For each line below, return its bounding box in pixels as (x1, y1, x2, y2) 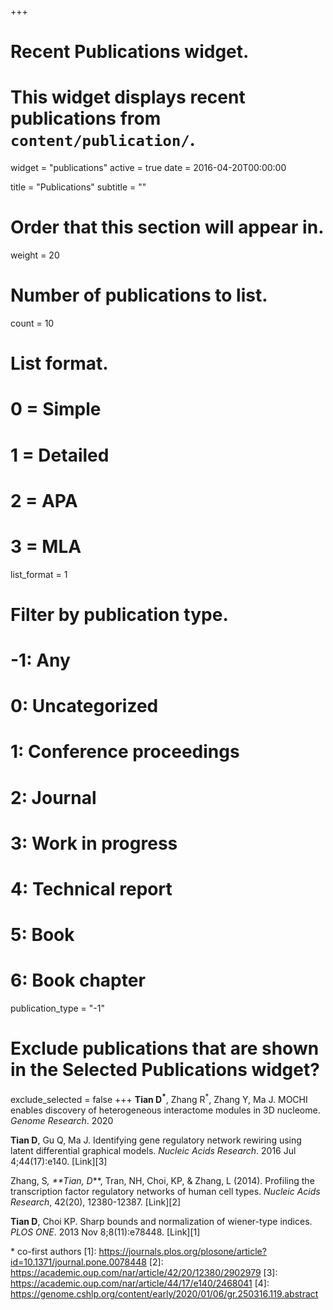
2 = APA (10, 489, 78, 512)
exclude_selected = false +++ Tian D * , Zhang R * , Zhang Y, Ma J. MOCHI (10, 1092, 308, 1105)
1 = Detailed (10, 444, 110, 466)
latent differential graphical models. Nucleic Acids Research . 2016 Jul (10, 1144, 297, 1156)
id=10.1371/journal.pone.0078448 (10, 1256, 147, 1268)
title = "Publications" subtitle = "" (10, 181, 147, 193)
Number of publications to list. (10, 284, 268, 307)
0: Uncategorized (10, 695, 159, 718)
